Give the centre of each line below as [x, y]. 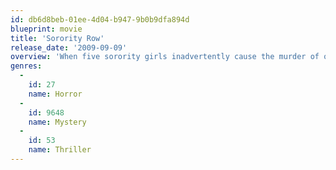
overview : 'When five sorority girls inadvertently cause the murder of [165, 57]
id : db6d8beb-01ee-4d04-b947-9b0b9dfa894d [100, 19]
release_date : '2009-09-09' [69, 47]
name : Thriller [60, 150]
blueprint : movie [46, 29]
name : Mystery [57, 122]
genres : [26, 66]
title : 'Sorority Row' [57, 38]
